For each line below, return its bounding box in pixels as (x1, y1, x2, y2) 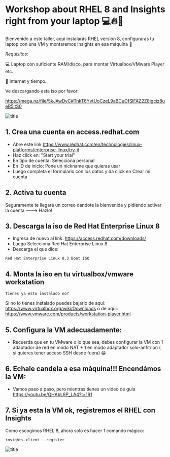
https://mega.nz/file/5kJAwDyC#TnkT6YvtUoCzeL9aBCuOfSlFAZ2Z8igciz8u (5, 97, 165, 104)
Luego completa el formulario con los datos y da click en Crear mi (12, 168, 151, 174)
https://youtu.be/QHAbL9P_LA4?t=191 (12, 391, 92, 397)
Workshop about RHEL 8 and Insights (5, 4, 165, 15)
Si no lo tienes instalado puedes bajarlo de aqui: (5, 300, 106, 306)
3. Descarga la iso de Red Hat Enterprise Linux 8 (5, 222, 160, 231)
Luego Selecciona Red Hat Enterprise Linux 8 (12, 241, 108, 247)
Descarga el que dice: (12, 246, 59, 252)
